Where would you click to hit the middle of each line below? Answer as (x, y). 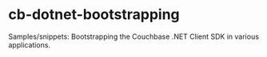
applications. (29, 44)
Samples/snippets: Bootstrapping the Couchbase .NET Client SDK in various (134, 36)
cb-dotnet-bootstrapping (94, 15)
